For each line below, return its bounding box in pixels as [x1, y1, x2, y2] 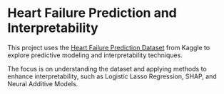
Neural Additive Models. [7, 79, 78, 88]
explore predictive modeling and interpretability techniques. [7, 51, 183, 59]
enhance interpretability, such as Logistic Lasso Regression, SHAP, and [7, 72, 218, 81]
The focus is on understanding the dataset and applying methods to [7, 64, 207, 73]
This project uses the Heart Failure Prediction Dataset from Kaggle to [7, 43, 210, 52]
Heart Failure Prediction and [7, 5, 177, 21]
